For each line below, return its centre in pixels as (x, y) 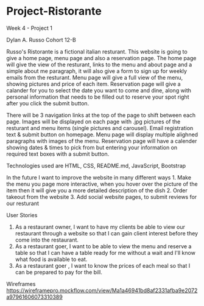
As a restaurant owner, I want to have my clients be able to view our (100, 227)
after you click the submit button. (48, 103)
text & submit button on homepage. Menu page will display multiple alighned (102, 134)
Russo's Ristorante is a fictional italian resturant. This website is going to (97, 51)
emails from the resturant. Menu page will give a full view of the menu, (95, 77)
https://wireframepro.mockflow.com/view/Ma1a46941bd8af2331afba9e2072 (102, 290)
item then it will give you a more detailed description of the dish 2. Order (97, 190)
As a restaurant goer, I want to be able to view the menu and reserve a (103, 246)
